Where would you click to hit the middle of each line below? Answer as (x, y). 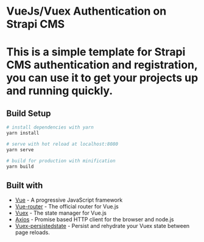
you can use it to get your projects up (102, 78)
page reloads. (33, 232)
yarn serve (20, 150)
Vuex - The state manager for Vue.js (61, 213)
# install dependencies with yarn (50, 127)
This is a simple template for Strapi (96, 52)
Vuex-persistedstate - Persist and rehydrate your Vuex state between (102, 226)
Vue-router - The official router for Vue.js (67, 207)
